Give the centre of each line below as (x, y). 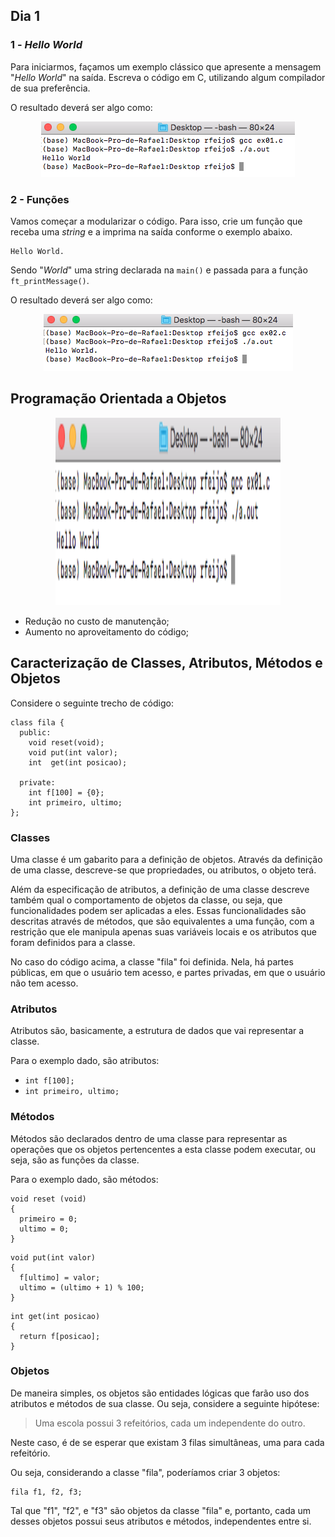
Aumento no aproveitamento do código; (106, 631)
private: (37, 782)
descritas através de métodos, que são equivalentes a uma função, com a (162, 921)
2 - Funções (40, 199)
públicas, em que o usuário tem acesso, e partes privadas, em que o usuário (168, 972)
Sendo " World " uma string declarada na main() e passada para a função (159, 270)
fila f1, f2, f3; (46, 1492)
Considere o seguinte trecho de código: (92, 703)
